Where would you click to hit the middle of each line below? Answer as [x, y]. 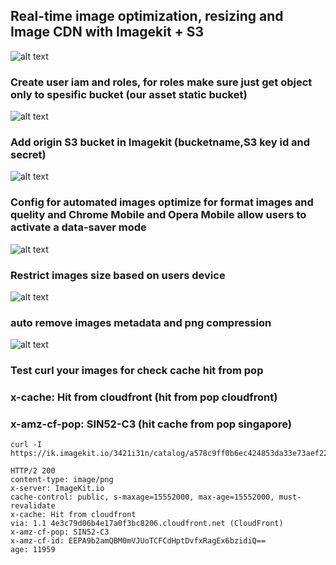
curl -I [26, 445]
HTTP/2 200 [33, 471]
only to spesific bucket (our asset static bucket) [129, 94]
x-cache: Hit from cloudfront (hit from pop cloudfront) [144, 397]
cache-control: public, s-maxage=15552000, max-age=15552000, [142, 497]
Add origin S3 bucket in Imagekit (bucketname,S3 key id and [160, 142]
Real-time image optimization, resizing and [147, 16]
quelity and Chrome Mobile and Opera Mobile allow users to [158, 215]
